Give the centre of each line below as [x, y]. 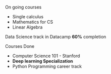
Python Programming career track [47, 66]
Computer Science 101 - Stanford [46, 56]
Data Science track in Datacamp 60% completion [56, 37]
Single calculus [28, 17]
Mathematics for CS [33, 22]
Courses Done [20, 46]
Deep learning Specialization [43, 61]
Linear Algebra [28, 27]
